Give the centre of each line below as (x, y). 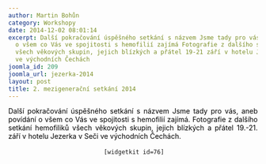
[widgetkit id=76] (134, 152)
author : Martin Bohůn (44, 15)
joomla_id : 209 (33, 67)
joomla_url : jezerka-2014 (51, 74)
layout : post (30, 81)
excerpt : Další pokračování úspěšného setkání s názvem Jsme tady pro (127, 37)
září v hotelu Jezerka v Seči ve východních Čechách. (95, 136)
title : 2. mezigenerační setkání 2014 (72, 89)
